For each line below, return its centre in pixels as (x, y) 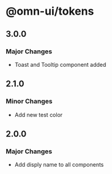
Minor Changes (29, 101)
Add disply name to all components (59, 165)
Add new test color (39, 115)
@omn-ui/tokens (50, 11)
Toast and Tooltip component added (60, 64)
